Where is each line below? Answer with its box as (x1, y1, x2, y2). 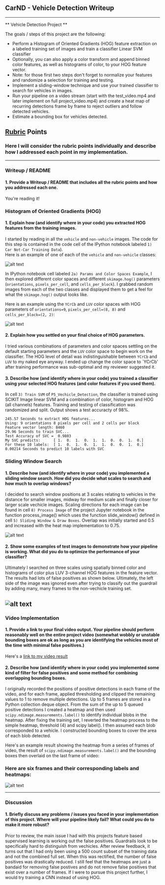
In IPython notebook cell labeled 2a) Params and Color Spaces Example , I (5, 270, 152, 276)
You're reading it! (5, 195, 40, 201)
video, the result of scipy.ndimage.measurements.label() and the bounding (5, 748, 156, 753)
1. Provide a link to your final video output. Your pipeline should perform (5, 627, 155, 633)
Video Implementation (5, 615, 59, 621)
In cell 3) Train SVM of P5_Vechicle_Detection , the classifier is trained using (5, 391, 158, 397)
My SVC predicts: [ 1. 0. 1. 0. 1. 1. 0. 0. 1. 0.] (5, 438, 144, 443)
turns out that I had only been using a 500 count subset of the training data (5, 848, 157, 854)
